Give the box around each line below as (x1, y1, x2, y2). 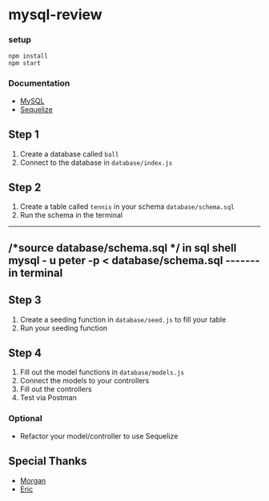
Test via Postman (19, 393, 78, 403)
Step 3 (8, 294, 42, 307)
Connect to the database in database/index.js (19, 158, 173, 167)
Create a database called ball (19, 149, 119, 158)
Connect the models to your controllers (19, 376, 150, 386)
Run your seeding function (19, 323, 108, 333)
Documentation (8, 78, 70, 89)
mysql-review (8, 6, 102, 24)
